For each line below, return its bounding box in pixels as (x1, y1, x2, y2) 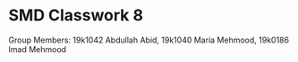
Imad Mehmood (8, 43, 67, 54)
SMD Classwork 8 (8, 5, 144, 26)
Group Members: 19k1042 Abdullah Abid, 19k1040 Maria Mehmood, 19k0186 (8, 35, 290, 45)
